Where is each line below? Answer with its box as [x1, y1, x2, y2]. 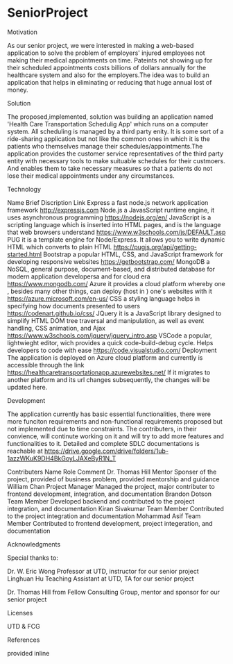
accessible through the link [7, 360, 85, 369]
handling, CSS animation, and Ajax [7, 324, 106, 332]
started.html [7, 250, 42, 258]
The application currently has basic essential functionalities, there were [7, 410, 212, 418]
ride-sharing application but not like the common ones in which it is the [7, 134, 210, 143]
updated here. [7, 383, 48, 391]
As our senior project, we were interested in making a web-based [7, 41, 194, 49]
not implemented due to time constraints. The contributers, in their [7, 424, 197, 433]
